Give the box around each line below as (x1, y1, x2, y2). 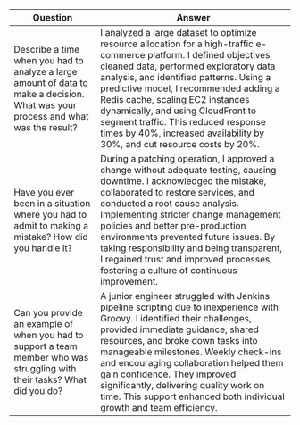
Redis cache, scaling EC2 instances (100, 94, 250, 105)
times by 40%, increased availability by (100, 127, 265, 139)
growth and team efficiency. (100, 402, 218, 413)
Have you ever (13, 187, 75, 198)
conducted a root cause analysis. (100, 197, 239, 209)
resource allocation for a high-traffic (100, 37, 254, 50)
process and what (13, 111, 89, 122)
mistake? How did (13, 231, 88, 243)
